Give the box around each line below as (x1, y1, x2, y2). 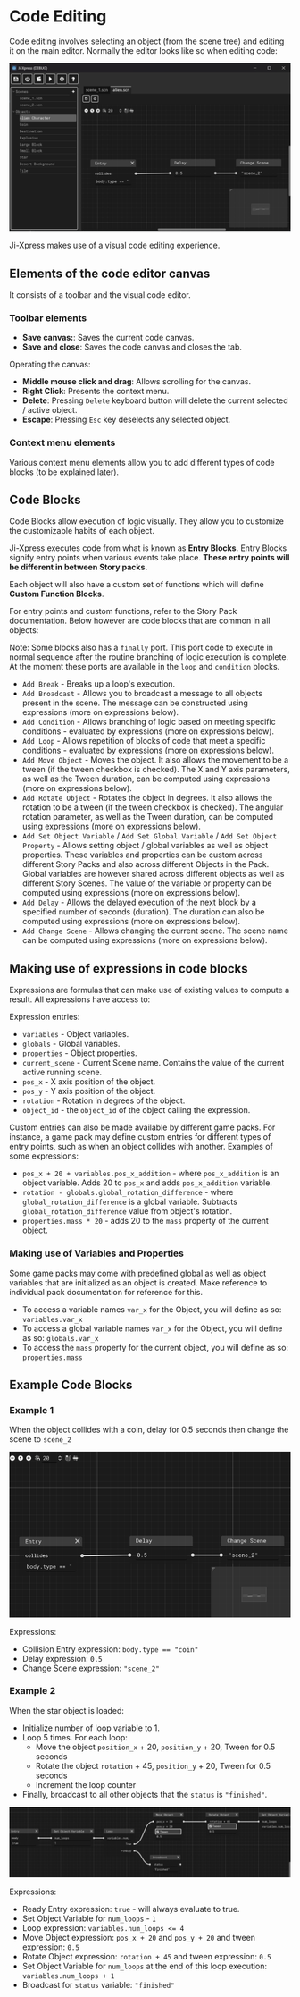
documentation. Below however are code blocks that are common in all (9, 615, 271, 627)
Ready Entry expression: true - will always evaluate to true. (21, 1903, 240, 1914)
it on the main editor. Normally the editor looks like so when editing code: (9, 45, 279, 55)
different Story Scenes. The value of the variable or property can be (21, 878, 272, 889)
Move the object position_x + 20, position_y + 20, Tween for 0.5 (35, 1741, 276, 1752)
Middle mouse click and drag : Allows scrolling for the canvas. (21, 376, 252, 387)
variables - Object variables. (21, 1029, 129, 1040)
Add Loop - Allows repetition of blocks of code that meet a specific (21, 736, 266, 746)
